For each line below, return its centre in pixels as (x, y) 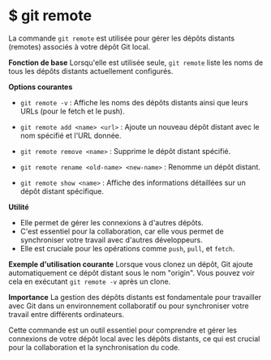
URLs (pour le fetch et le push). (72, 111)
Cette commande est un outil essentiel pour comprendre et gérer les (123, 330)
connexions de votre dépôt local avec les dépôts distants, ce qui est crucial (134, 338)
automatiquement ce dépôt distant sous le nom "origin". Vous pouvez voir (132, 272)
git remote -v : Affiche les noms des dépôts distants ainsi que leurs (134, 102)
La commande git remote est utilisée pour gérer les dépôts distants (122, 38)
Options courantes (41, 87)
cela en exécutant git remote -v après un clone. (90, 281)
